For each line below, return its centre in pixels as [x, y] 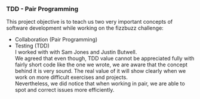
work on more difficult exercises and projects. [71, 77]
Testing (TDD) [32, 46]
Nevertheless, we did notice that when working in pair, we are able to [100, 84]
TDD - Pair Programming [42, 9]
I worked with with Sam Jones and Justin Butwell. [76, 52]
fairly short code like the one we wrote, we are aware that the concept [101, 65]
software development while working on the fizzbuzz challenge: [85, 28]
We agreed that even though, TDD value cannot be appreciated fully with [104, 59]
